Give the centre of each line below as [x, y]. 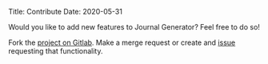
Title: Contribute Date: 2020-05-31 [65, 12]
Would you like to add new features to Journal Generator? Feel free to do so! [134, 27]
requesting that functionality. [56, 51]
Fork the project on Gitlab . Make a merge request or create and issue [122, 42]
